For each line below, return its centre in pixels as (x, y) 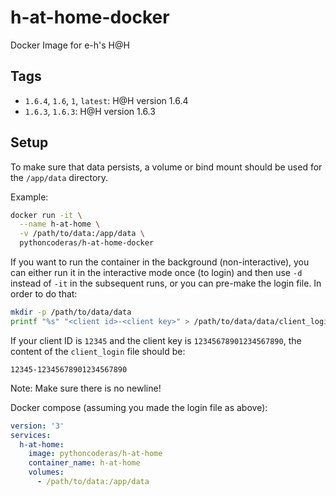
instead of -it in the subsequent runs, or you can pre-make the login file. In (166, 283)
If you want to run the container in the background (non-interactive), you (160, 262)
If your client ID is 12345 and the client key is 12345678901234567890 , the (156, 340)
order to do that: (44, 294)
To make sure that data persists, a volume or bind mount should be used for (166, 167)
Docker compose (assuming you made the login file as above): (139, 407)
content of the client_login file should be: (98, 351)
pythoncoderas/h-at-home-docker (87, 243)
